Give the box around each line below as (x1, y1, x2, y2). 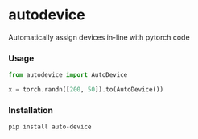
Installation (8, 104, 54, 116)
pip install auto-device (8, 123, 92, 131)
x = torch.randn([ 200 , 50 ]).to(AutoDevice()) (8, 86, 163, 94)
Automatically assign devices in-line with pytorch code (8, 32, 191, 42)
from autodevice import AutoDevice (8, 71, 128, 79)
